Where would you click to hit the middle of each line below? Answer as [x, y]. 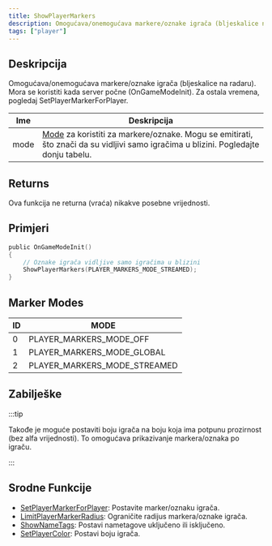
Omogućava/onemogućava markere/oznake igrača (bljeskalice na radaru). [132, 84]
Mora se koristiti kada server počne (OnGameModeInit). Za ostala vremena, [134, 92]
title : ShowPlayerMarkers [52, 16]
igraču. [20, 446]
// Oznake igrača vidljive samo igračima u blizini [112, 262]
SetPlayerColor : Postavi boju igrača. [80, 533]
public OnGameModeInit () [50, 247]
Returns [29, 183]
